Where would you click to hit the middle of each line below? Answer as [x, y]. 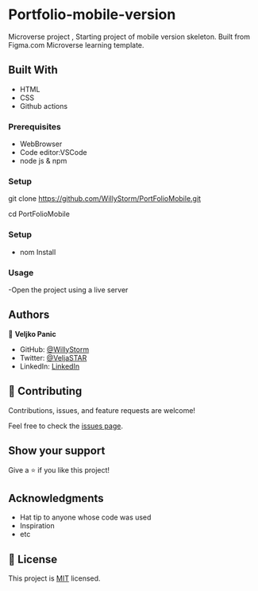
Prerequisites [35, 126]
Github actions [44, 106]
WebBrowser [41, 144]
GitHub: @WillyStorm [54, 349]
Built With [33, 70]
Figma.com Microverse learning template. [76, 44]
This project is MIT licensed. [54, 578]
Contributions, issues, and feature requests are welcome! [102, 410]
